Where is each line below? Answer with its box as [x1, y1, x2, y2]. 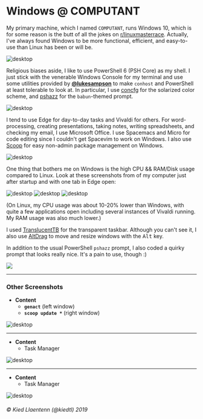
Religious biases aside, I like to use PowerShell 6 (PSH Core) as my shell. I [6, 67, 190, 74]
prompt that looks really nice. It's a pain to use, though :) [6, 250, 147, 258]
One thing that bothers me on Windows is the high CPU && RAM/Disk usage [6, 165, 195, 172]
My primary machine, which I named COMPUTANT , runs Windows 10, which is [6, 24, 192, 31]
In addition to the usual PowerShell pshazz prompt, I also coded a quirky [6, 244, 185, 252]
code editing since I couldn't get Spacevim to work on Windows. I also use [6, 135, 192, 143]
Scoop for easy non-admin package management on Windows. [6, 141, 164, 149]
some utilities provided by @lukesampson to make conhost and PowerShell [6, 80, 194, 87]
